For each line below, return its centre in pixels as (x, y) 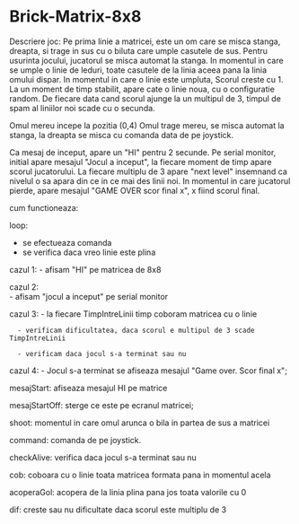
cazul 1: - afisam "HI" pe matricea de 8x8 (85, 269)
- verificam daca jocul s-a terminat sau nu (102, 354)
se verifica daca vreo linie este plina (89, 252)
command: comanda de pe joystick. (75, 440)
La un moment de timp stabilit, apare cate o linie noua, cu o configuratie (142, 89)
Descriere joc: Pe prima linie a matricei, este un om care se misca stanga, (145, 41)
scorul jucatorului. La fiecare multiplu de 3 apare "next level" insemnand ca (148, 171)
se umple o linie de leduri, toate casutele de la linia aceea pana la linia (138, 70)
